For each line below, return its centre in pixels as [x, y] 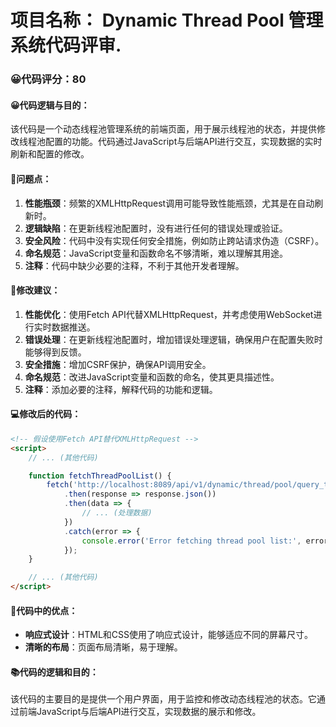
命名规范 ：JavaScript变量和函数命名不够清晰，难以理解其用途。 [156, 253]
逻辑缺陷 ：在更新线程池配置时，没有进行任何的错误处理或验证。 [156, 228]
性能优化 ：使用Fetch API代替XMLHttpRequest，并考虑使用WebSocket [169, 314]
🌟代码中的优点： [44, 610]
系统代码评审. [66, 45]
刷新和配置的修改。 [50, 154]
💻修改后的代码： [46, 414]
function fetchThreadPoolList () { [100, 476]
